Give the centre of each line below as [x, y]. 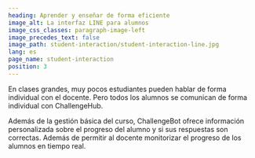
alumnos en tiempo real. [47, 145]
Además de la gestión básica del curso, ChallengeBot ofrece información [126, 121]
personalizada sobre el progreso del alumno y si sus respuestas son [118, 129]
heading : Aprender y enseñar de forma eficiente [89, 15]
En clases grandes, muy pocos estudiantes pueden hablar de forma [117, 89]
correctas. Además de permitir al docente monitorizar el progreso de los [125, 138]
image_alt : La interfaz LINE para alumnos [78, 23]
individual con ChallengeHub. [56, 105]
